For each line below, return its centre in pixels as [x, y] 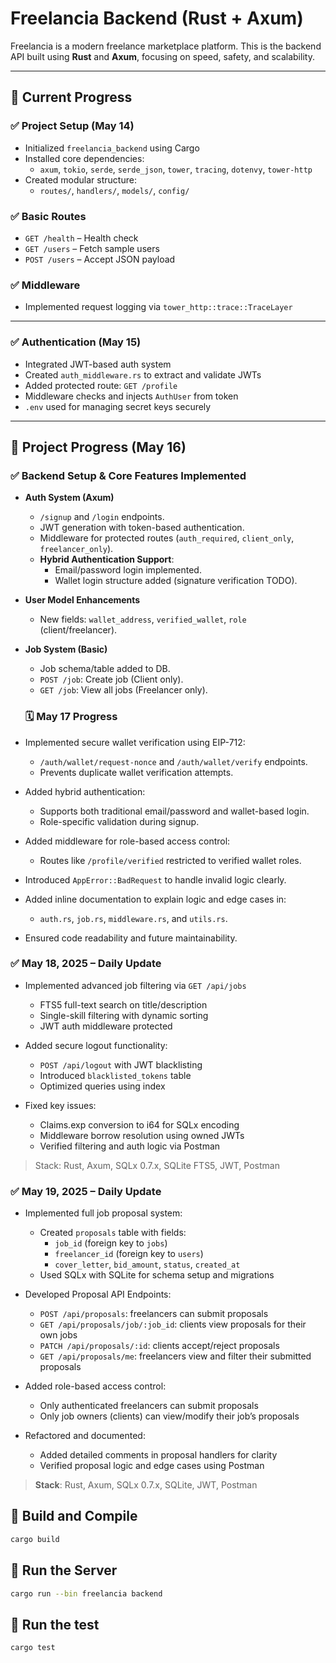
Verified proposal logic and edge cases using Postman [152, 1466]
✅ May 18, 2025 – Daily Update [86, 964]
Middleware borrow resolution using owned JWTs [142, 1135]
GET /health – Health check [81, 238]
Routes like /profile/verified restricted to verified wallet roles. [170, 860]
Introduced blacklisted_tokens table [115, 1075]
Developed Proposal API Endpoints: [98, 1294]
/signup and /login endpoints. [102, 517]
